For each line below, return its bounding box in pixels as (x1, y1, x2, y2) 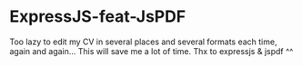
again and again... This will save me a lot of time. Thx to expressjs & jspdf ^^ (9, 45, 294, 56)
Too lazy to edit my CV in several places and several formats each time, (9, 36, 277, 47)
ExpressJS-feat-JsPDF (9, 6, 186, 27)
